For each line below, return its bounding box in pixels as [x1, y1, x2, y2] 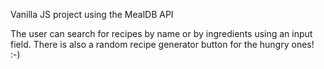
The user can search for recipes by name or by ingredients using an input [10, 28, 313, 39]
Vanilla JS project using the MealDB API [10, 9, 174, 20]
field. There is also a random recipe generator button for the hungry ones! [10, 39, 315, 50]
